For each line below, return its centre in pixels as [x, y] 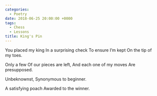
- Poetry [18, 14]
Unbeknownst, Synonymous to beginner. [46, 79]
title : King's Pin [24, 37]
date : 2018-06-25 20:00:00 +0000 [39, 18]
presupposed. [19, 69]
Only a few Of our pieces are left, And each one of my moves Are [70, 64]
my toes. [14, 55]
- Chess [17, 27]
